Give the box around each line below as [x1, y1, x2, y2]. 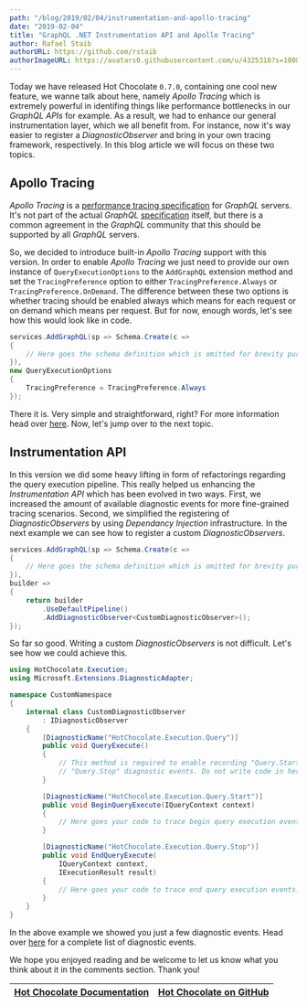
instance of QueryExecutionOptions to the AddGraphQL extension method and [9, 266, 293, 277]
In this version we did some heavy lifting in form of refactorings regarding [9, 468, 286, 480]
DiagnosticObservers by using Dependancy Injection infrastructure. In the [9, 518, 288, 529]
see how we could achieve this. [9, 647, 128, 658]
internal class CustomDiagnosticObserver [26, 707, 185, 716]
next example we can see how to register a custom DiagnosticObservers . [9, 527, 286, 538]
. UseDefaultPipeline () [42, 605, 129, 614]
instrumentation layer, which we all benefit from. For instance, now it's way [9, 120, 291, 131]
